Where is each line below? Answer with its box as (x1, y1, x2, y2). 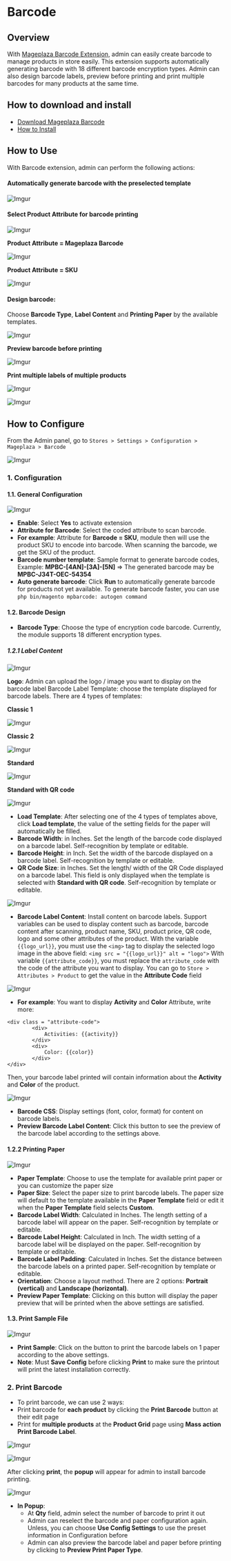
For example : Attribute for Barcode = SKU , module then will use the (17, 533, 210, 542)
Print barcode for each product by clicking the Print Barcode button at (17, 1406, 219, 1414)
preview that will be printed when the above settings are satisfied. (17, 1299, 205, 1307)
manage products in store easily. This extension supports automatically (7, 57, 210, 66)
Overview (7, 32, 50, 44)
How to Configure (7, 418, 85, 430)
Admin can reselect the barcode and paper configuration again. (27, 1517, 208, 1525)
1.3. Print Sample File (7, 1314, 68, 1323)
